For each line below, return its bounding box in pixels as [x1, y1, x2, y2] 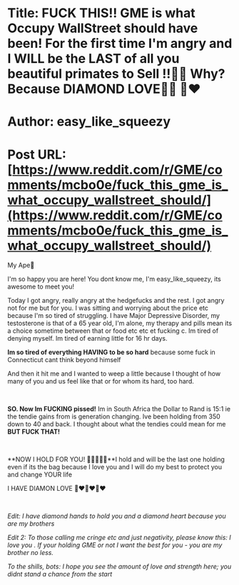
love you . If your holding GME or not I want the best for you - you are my [7, 541, 223, 549]
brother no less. [7, 549, 54, 557]
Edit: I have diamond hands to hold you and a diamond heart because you [7, 512, 226, 521]
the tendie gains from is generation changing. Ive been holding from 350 [7, 412, 221, 421]
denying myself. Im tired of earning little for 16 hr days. [7, 334, 168, 343]
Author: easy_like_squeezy [7, 114, 171, 130]
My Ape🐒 [7, 261, 35, 269]
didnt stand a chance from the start [7, 570, 113, 579]
